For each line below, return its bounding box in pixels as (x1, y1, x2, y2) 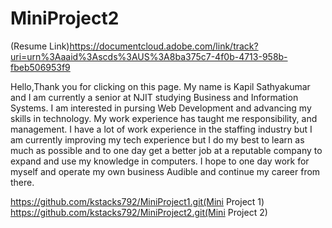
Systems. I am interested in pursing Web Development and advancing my (10, 102, 312, 114)
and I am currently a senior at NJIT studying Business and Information (10, 91, 299, 103)
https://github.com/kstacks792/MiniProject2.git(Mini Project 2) (10, 206, 268, 218)
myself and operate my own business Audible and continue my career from (10, 165, 321, 177)
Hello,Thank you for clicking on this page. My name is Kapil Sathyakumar (10, 80, 311, 92)
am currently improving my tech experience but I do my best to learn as (10, 133, 305, 146)
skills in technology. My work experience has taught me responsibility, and (10, 112, 318, 124)
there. (10, 176, 35, 188)
